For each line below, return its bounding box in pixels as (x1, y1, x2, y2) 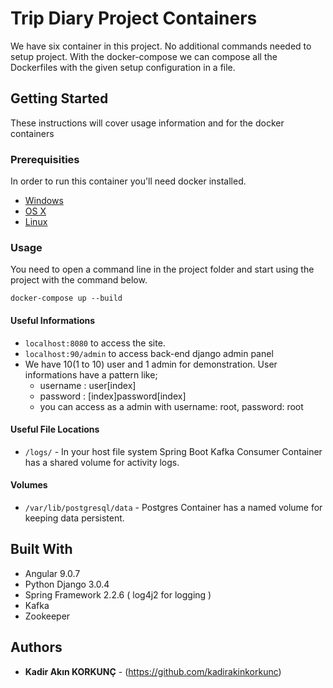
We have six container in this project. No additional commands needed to (10, 40, 312, 52)
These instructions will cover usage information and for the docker (10, 117, 285, 129)
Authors (10, 639, 63, 656)
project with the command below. (10, 274, 148, 286)
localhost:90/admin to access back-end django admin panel (24, 347, 274, 359)
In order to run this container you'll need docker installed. (10, 175, 247, 187)
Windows (24, 195, 64, 207)
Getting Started (10, 90, 109, 107)
